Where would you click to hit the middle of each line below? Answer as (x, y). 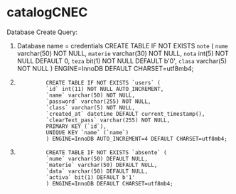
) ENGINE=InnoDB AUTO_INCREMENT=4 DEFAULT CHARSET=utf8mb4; (137, 139)
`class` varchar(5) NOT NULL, (91, 107)
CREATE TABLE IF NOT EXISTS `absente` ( (107, 152)
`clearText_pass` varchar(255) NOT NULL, (108, 120)
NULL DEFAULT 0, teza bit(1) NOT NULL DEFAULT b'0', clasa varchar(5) (122, 60)
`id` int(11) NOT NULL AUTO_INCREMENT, (105, 89)
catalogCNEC (47, 12)
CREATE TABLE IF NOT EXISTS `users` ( (103, 82)
